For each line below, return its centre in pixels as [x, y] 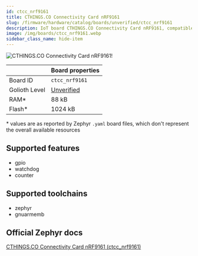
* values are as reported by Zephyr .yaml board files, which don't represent [98, 124]
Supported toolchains [47, 194]
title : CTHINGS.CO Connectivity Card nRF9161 [63, 17]
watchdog [27, 169]
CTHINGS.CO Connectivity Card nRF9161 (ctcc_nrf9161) [74, 247]
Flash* [19, 109]
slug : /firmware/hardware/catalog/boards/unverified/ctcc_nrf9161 [89, 22]
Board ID [21, 80]
